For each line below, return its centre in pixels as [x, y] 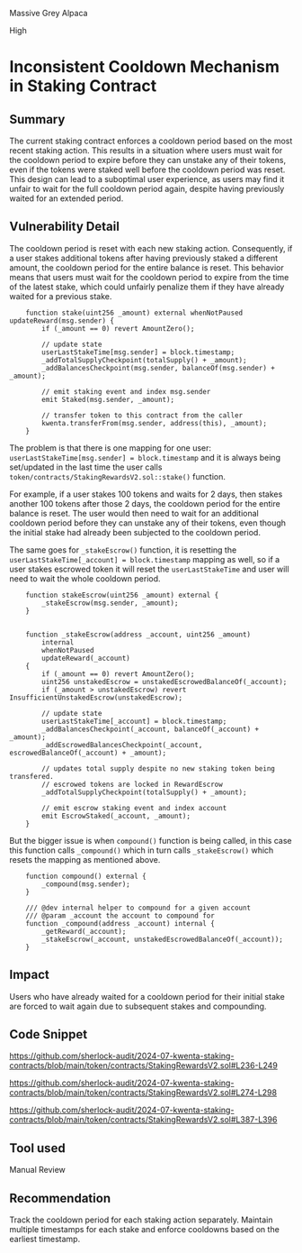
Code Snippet [49, 1034]
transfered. [31, 776]
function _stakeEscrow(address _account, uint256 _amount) [138, 635]
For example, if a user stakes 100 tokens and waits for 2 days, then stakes [146, 494]
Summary [37, 119]
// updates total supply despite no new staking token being [159, 768]
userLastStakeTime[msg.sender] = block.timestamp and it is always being [145, 457]
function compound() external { [86, 876]
